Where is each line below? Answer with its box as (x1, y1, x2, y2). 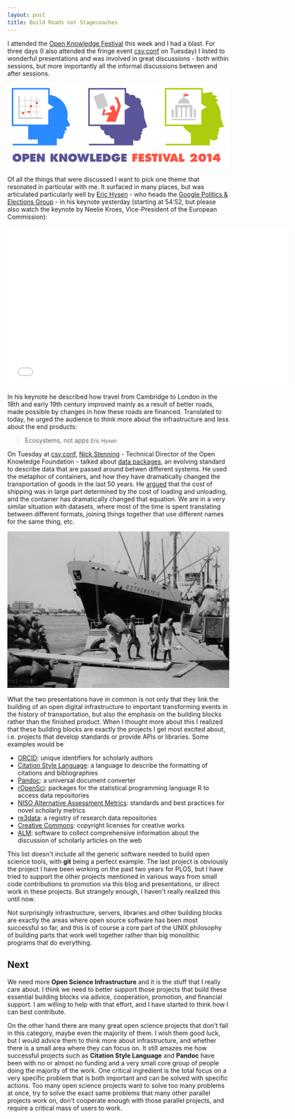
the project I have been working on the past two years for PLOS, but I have (7, 864, 224, 873)
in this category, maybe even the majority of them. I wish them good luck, (7, 1029, 220, 1037)
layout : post (7, 11, 46, 18)
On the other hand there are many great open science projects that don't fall (7, 1021, 229, 1029)
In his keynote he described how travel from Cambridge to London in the (7, 392, 218, 401)
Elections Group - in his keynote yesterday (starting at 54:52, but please (7, 198, 216, 206)
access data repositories (17, 791, 89, 799)
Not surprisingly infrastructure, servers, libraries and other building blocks (7, 908, 222, 917)
